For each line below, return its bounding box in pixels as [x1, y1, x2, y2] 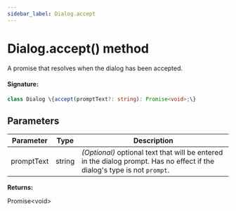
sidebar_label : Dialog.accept [7, 10, 96, 18]
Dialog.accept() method [7, 40, 150, 56]
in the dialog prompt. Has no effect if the [81, 156, 215, 166]
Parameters [7, 115, 60, 127]
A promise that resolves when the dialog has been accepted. [7, 64, 183, 72]
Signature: [7, 80, 39, 89]
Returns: [7, 184, 34, 192]
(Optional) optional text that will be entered [81, 148, 223, 158]
